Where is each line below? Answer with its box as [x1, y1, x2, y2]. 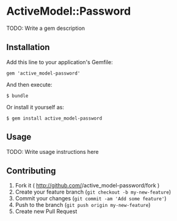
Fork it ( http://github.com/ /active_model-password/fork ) [15, 182, 160, 189]
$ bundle [6, 93, 29, 99]
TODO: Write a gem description [6, 24, 85, 32]
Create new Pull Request [15, 208, 78, 215]
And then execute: [6, 81, 52, 88]
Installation [6, 42, 50, 53]
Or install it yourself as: [6, 103, 64, 111]
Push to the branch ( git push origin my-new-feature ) [15, 201, 151, 209]
